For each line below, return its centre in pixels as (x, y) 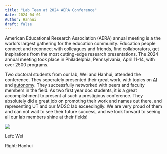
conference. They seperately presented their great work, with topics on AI (81, 80)
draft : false (19, 24)
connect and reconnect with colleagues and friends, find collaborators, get (82, 49)
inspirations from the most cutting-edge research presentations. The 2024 (82, 54)
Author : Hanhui (21, 19)
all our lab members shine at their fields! (46, 117)
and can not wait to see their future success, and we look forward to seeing (83, 112)
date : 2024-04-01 (23, 15)
